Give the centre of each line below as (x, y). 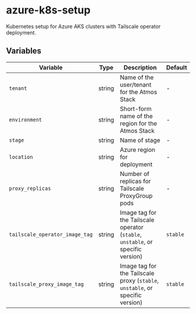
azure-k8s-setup (48, 10)
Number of (135, 174)
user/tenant (136, 84)
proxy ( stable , (139, 280)
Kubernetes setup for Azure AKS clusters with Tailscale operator (83, 26)
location (21, 157)
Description (140, 67)
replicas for (135, 181)
